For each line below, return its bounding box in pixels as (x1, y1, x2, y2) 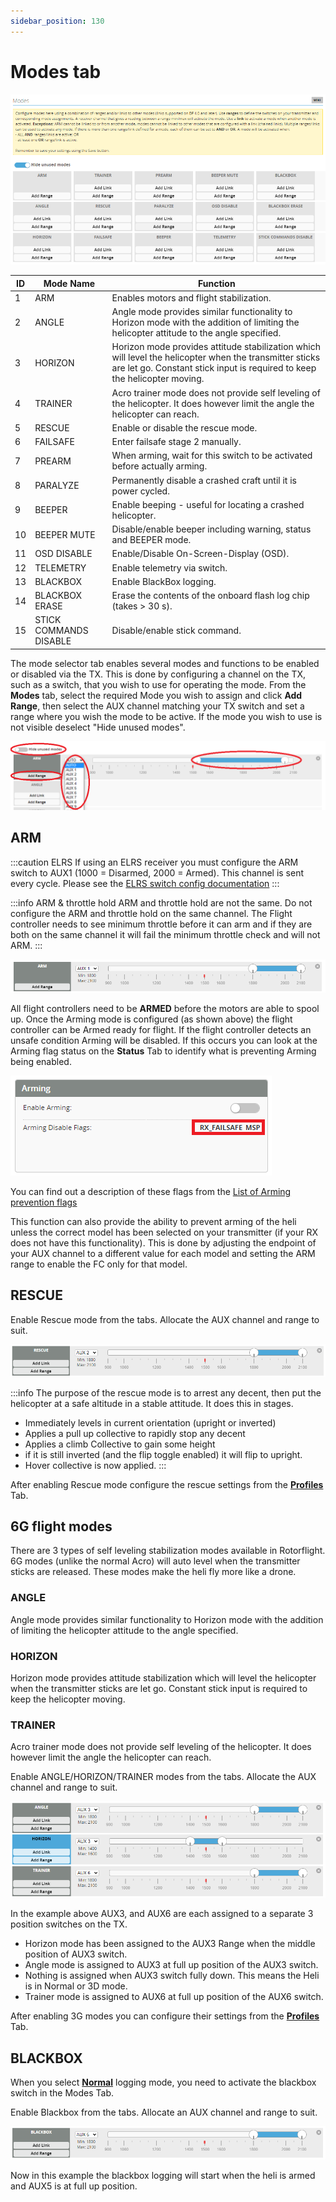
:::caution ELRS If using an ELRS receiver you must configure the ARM (10, 856, 299, 868)
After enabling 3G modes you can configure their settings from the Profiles (10, 2010, 320, 2022)
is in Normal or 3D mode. (24, 1980, 128, 1992)
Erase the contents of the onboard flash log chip (111, 590, 310, 602)
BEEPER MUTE (34, 528, 96, 540)
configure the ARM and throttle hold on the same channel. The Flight (10, 907, 293, 919)
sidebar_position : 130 (10, 16, 105, 26)
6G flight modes (10, 1518, 113, 1535)
